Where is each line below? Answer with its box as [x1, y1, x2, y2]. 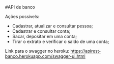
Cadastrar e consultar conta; [12, 28, 70, 34]
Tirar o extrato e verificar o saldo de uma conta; [12, 39, 109, 44]
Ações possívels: [5, 14, 40, 19]
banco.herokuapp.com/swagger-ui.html [5, 53, 86, 59]
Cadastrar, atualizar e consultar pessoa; [12, 23, 93, 29]
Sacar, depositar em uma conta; [12, 34, 77, 39]
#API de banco [5, 4, 35, 10]
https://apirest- [70, 48, 101, 54]
